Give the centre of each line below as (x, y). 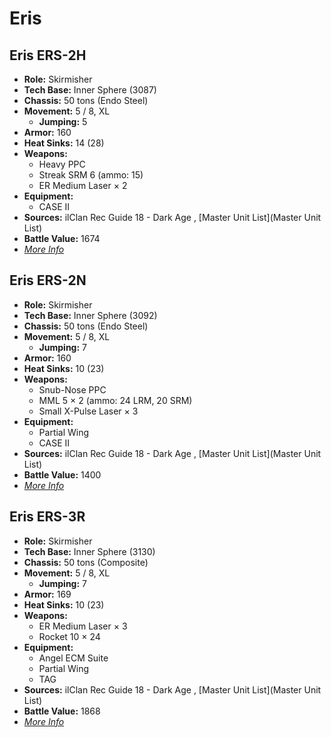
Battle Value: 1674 (62, 238)
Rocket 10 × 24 (69, 636)
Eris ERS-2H (48, 55)
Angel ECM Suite (73, 658)
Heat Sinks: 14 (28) (64, 143)
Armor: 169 (47, 594)
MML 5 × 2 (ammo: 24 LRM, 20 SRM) (115, 400)
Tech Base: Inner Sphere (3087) (90, 90)
